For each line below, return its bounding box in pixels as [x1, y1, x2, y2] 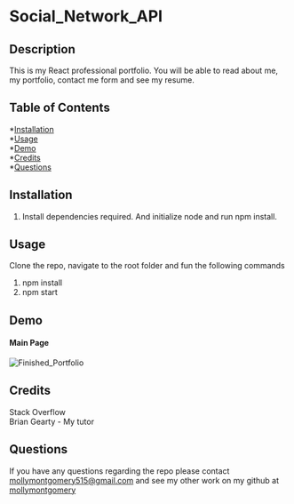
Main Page [9, 338, 50, 348]
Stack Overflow [9, 406, 67, 417]
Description [9, 42, 75, 57]
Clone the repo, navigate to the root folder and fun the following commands [9, 260, 286, 271]
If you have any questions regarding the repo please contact [9, 465, 230, 476]
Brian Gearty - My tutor [9, 416, 95, 427]
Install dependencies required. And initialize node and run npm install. [21, 211, 278, 221]
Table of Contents [9, 100, 111, 116]
